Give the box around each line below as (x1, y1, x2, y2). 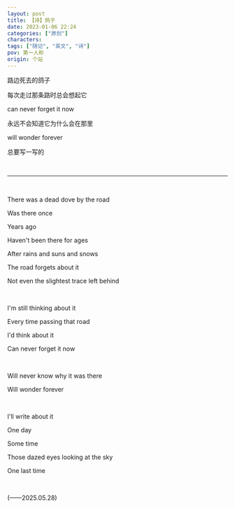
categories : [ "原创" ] (7, 29, 69, 37)
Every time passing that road (7, 317, 90, 325)
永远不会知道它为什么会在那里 (7, 119, 93, 127)
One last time (7, 466, 45, 474)
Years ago (7, 222, 37, 231)
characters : (7, 36, 42, 43)
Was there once (7, 209, 53, 217)
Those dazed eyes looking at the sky (7, 453, 113, 461)
